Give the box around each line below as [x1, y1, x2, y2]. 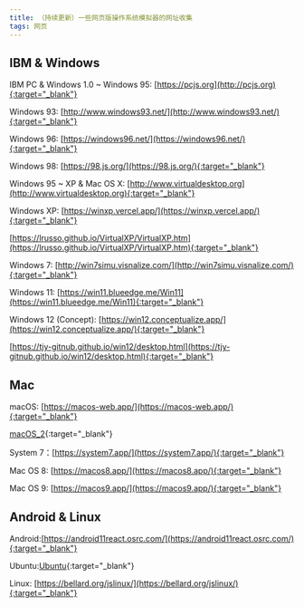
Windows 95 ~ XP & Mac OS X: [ [9, 178, 131, 189]
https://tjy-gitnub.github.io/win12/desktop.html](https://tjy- [12, 342, 231, 352]
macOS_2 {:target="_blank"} [9, 429, 113, 439]
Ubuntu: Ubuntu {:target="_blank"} [9, 560, 135, 571]
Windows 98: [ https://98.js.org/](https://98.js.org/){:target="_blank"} [9, 160, 265, 172]
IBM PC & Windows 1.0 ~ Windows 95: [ [9, 79, 157, 91]
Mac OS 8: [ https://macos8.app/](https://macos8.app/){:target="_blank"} [9, 466, 282, 477]
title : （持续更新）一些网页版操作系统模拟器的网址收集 [9, 13, 193, 23]
